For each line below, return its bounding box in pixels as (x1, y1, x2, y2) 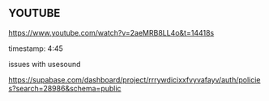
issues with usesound (8, 59, 81, 69)
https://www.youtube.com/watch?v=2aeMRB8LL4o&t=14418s (8, 27, 215, 37)
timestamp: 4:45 (8, 44, 63, 53)
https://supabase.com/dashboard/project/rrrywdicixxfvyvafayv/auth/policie (8, 74, 261, 84)
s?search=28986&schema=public (8, 83, 122, 93)
